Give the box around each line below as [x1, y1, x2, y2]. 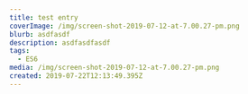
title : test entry [9, 13, 78, 22]
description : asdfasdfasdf [9, 38, 111, 47]
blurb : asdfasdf [9, 30, 70, 38]
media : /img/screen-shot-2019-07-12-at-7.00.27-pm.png [9, 64, 220, 73]
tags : [9, 47, 30, 56]
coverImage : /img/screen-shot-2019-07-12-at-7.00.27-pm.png [9, 21, 241, 30]
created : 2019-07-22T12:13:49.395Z [9, 72, 143, 81]
